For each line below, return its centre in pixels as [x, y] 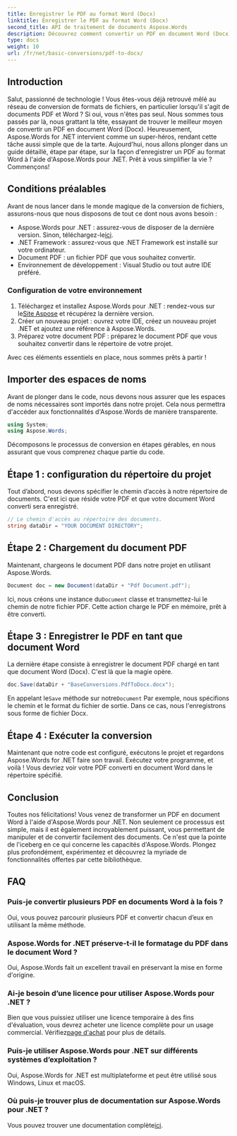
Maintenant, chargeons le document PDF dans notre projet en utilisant [109, 565]
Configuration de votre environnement [75, 291]
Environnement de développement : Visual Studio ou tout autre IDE [114, 265]
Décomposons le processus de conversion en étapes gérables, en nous [112, 445]
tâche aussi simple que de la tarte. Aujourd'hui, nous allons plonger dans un [117, 144]
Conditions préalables [57, 189]
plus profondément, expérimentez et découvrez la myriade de [97, 852]
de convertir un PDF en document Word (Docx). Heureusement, [100, 129]
